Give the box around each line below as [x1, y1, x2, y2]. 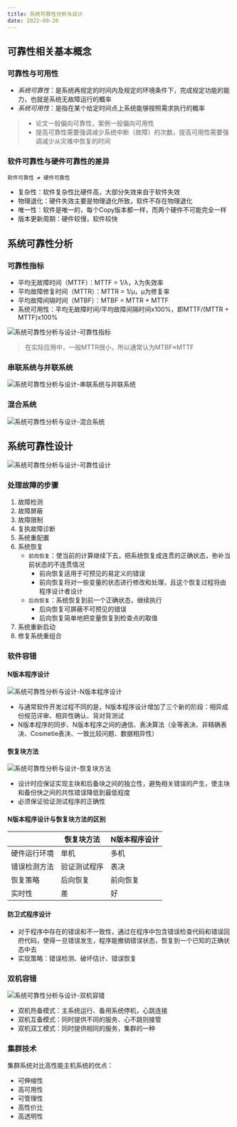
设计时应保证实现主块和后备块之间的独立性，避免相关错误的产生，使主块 [17, 779, 230, 788]
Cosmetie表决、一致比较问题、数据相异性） [30, 729, 159, 737]
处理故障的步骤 [7, 480, 59, 490]
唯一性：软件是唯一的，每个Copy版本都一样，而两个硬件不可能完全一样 [17, 206, 227, 214]
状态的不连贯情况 [34, 560, 85, 568]
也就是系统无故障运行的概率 [30, 95, 112, 103]
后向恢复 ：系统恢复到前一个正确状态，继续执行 [28, 595, 162, 604]
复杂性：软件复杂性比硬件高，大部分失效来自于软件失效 [17, 188, 180, 196]
